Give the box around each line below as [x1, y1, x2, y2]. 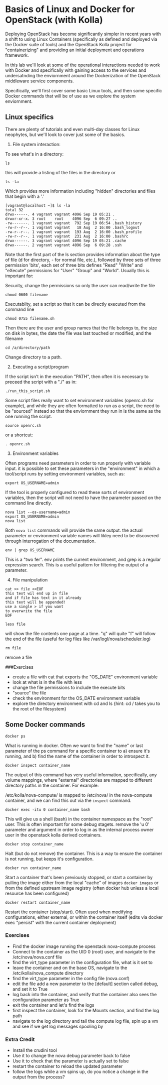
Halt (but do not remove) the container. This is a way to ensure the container [5, 850, 162, 857]
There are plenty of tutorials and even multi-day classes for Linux [5, 126, 140, 132]
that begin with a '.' [5, 193, 44, 199]
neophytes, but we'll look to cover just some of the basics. [5, 132, 125, 138]
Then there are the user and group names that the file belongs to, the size [5, 325, 157, 331]
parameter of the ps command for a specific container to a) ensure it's [5, 748, 150, 754]
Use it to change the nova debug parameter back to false [12, 1053, 130, 1059]
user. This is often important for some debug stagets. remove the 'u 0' [5, 821, 150, 827]
